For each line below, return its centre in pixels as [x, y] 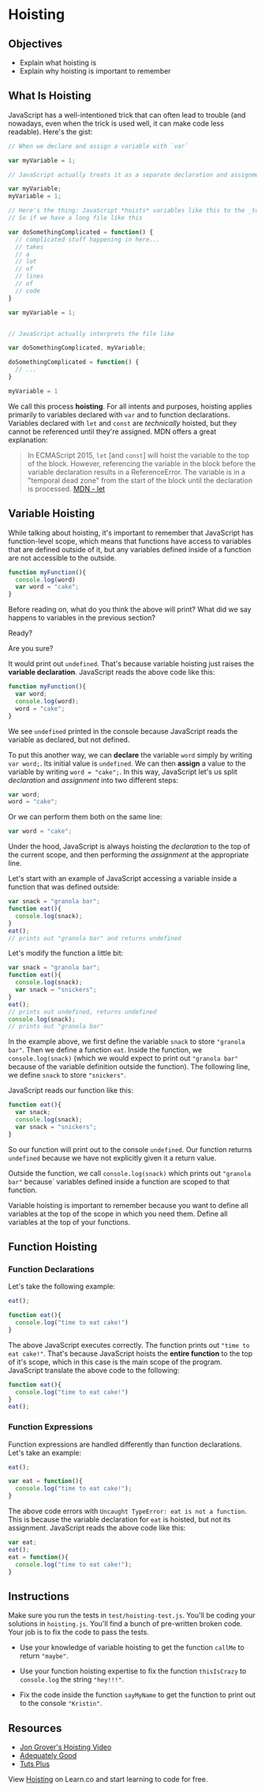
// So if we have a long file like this [76, 218]
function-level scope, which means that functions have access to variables [130, 541]
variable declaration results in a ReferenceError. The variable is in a [136, 472]
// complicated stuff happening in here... [88, 239]
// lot [26, 262]
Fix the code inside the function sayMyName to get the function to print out [138, 1695]
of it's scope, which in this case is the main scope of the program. [115, 1361]
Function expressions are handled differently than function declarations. [125, 1444]
